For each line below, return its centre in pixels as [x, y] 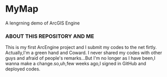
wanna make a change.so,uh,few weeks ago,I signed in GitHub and [76, 64]
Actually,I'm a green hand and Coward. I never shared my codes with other [84, 53]
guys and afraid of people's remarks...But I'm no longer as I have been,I [80, 58]
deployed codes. [23, 69]
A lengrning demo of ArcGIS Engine [43, 23]
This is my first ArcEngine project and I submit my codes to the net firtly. [81, 47]
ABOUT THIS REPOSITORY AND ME [50, 36]
